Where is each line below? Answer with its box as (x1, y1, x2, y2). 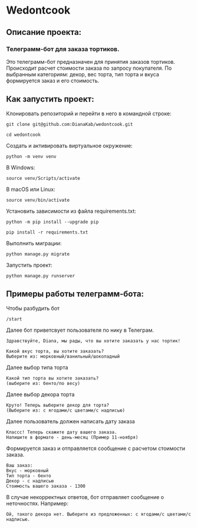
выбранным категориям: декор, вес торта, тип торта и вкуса (6, 70, 159, 77)
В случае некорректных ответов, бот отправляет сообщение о (6, 493, 164, 500)
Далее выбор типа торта (6, 364, 68, 371)
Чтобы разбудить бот (6, 305, 60, 312)
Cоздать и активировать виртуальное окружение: (6, 142, 133, 149)
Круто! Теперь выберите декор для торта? (6, 402, 110, 408)
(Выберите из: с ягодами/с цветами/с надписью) (6, 407, 126, 413)
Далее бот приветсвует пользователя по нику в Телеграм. (6, 326, 155, 333)
